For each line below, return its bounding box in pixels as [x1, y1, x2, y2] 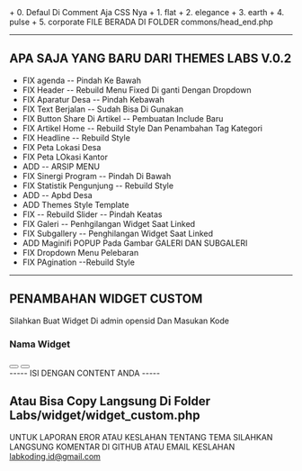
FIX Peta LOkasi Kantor [22, 151, 108, 162]
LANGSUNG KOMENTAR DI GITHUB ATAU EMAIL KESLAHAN [9, 441, 235, 452]
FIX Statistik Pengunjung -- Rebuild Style [22, 180, 173, 191]
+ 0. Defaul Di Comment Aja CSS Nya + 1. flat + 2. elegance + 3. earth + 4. [9, 7, 285, 17]
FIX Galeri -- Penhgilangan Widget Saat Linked [22, 218, 196, 229]
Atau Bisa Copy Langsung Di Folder [9, 394, 211, 409]
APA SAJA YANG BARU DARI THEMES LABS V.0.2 [9, 51, 292, 67]
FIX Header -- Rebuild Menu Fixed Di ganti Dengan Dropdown [22, 84, 252, 95]
